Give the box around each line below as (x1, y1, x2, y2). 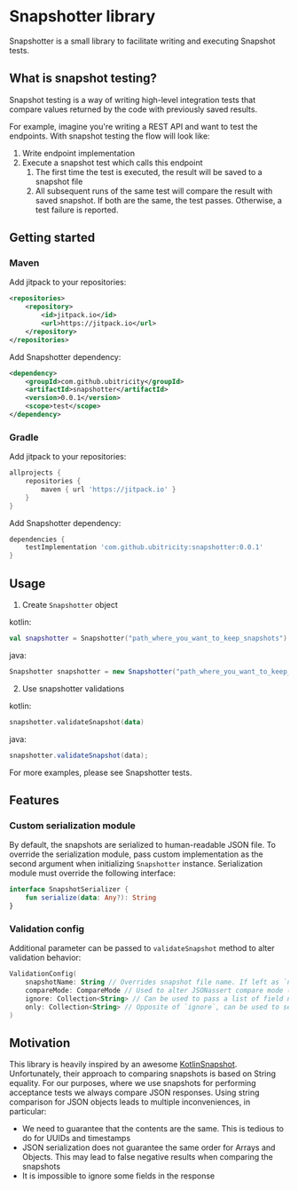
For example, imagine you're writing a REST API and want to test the (9, 121, 258, 132)
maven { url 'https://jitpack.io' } (41, 484, 176, 494)
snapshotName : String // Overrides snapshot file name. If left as (25, 978, 279, 987)
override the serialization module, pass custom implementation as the (9, 849, 263, 859)
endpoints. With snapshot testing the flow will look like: (9, 131, 210, 141)
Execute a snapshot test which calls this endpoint (21, 157, 203, 168)
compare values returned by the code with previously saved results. (9, 104, 258, 115)
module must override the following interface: (9, 868, 176, 879)
